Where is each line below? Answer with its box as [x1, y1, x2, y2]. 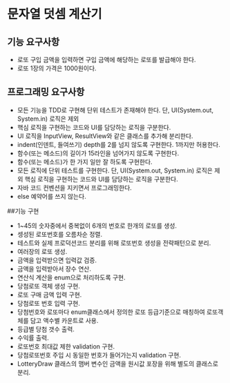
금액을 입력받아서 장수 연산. [17, 264, 92, 273]
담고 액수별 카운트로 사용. [30, 316, 99, 324]
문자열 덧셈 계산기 [7, 6, 102, 22]
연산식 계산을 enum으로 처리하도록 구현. [17, 273, 126, 282]
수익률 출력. [17, 333, 50, 342]
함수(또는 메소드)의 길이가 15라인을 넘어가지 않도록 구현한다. [17, 149, 180, 157]
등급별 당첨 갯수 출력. [17, 325, 75, 333]
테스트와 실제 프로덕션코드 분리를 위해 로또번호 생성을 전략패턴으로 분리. [17, 239, 211, 247]
